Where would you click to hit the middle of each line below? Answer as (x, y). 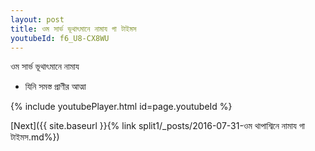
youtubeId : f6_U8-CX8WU (60, 38)
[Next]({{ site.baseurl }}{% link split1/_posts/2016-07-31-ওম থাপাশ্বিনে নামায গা (158, 126)
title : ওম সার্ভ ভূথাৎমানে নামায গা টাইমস (73, 29)
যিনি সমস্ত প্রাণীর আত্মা (55, 87)
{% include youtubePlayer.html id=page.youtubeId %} (121, 107)
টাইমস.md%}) (35, 137)
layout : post (37, 19)
